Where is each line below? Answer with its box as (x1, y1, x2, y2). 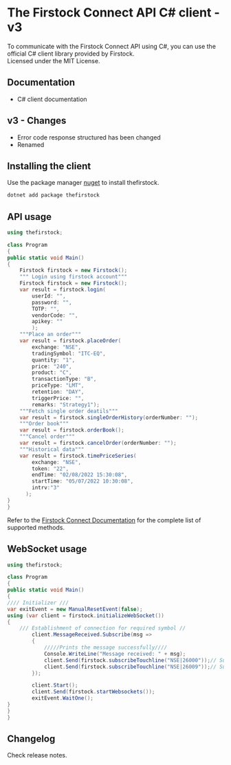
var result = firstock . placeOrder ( (19, 337, 122, 344)
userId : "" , (32, 292, 67, 300)
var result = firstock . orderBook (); (19, 427, 125, 434)
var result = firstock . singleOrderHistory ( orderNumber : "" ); (19, 414, 198, 421)
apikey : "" (32, 318, 63, 325)
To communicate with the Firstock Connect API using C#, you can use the (7, 42, 217, 50)
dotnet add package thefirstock (7, 192, 100, 199)
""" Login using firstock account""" (19, 274, 128, 280)
